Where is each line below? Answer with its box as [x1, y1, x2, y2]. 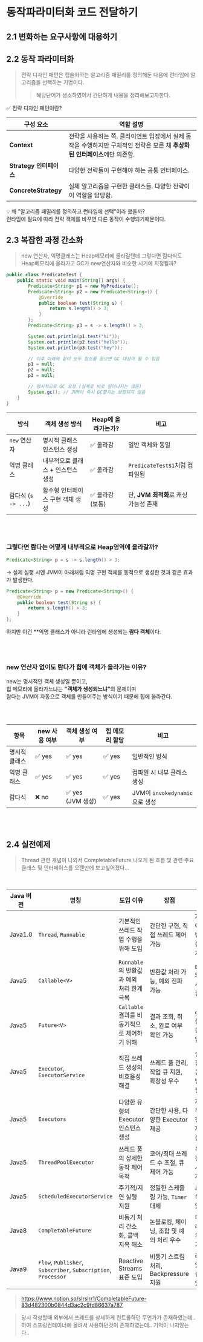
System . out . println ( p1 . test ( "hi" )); [28, 333, 120, 339]
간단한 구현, [149, 922, 181, 930]
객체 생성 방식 [45, 419, 82, 428]
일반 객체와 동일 [127, 440, 171, 449]
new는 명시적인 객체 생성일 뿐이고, [6, 678, 88, 685]
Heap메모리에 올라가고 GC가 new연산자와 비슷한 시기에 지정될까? [21, 260, 177, 267]
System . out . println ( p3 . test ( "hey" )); [28, 345, 123, 351]
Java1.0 [9, 931, 33, 939]
